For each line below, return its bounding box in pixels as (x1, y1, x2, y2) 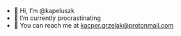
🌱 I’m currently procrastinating (13, 14, 101, 22)
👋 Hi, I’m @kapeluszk (13, 7, 75, 15)
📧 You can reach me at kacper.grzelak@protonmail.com (13, 21, 174, 29)
